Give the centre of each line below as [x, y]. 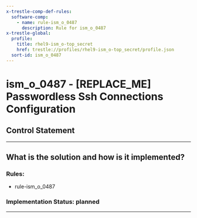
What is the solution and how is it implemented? [95, 157]
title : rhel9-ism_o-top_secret [55, 45]
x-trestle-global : [28, 33]
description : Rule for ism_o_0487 [64, 28]
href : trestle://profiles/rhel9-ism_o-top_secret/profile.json [96, 50]
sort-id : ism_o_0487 [36, 55]
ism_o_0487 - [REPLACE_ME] [79, 84]
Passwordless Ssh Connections [85, 96]
